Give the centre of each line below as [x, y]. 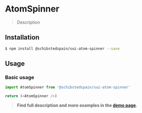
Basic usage [20, 77]
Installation [22, 37]
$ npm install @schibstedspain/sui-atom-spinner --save [62, 49]
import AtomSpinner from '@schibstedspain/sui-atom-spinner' [68, 87]
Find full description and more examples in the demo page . [77, 105]
